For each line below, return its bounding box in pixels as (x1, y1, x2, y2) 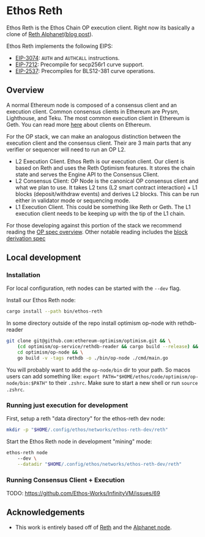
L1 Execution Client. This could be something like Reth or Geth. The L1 (15, 203, 191, 210)
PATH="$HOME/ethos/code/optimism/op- (102, 373, 199, 380)
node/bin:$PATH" (6, 380, 48, 386)
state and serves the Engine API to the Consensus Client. (15, 170, 159, 178)
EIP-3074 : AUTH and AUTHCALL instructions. (15, 54, 120, 61)
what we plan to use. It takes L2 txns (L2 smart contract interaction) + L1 (15, 183, 198, 191)
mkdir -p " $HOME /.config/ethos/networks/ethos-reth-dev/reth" (6, 427, 168, 433)
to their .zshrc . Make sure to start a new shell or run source (48, 379, 198, 386)
